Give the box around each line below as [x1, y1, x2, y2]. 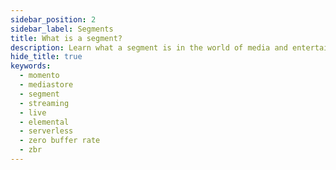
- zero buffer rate [19, 136, 101, 146]
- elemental [19, 117, 70, 127]
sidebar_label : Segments [10, 24, 114, 34]
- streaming [19, 98, 70, 108]
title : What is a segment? [10, 33, 123, 43]
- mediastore [19, 80, 74, 90]
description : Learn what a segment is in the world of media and [10, 42, 288, 53]
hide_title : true [10, 52, 83, 62]
